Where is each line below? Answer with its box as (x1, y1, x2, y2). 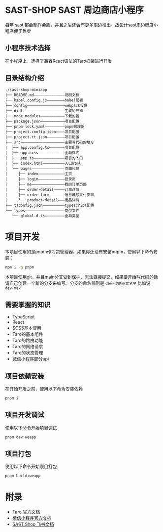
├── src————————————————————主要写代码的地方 (5, 139, 95, 145)
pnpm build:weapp (5, 473, 41, 479)
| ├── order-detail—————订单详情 (5, 187, 80, 192)
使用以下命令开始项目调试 (5, 425, 57, 431)
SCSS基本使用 (12, 325, 41, 331)
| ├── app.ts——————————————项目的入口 (5, 155, 83, 161)
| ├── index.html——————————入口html (5, 161, 81, 166)
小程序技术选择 (5, 44, 51, 52)
